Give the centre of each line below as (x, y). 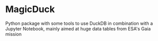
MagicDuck (30, 9)
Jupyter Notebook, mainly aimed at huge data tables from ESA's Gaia (78, 28)
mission (14, 34)
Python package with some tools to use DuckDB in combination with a (79, 23)
